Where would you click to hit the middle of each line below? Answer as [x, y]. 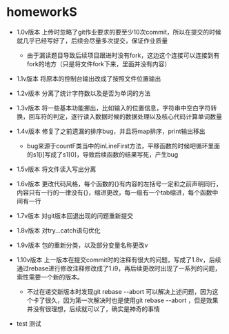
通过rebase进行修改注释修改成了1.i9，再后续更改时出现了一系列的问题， [119, 268]
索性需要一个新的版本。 [50, 277]
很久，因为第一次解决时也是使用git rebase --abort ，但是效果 [132, 300]
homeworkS [42, 12]
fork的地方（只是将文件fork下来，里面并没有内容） [99, 63]
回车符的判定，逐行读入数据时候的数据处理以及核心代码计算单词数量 [125, 116]
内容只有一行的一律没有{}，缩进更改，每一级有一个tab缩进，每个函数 [114, 192]
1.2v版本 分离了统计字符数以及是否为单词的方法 [83, 93]
